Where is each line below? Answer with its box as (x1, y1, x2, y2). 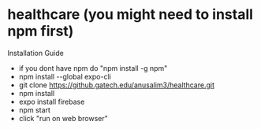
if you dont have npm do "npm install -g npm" (18, 63, 168, 72)
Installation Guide (7, 48, 64, 57)
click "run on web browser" (18, 113, 108, 123)
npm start (18, 105, 50, 115)
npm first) (7, 22, 74, 40)
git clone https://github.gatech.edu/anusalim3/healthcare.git (18, 80, 214, 90)
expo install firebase (18, 97, 85, 106)
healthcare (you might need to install (7, 6, 254, 24)
